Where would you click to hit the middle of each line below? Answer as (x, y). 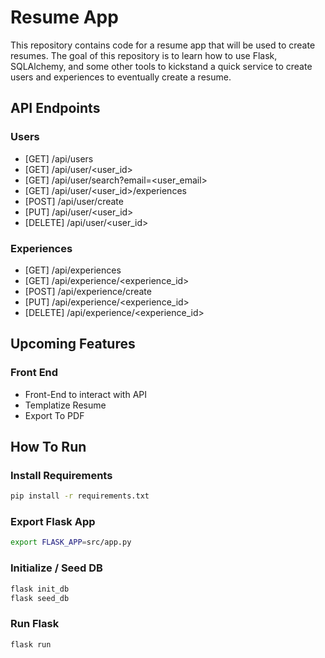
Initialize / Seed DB (56, 568)
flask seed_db (40, 598)
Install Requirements (61, 475)
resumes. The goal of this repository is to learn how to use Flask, (144, 55)
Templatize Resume (65, 405)
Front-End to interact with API (85, 394)
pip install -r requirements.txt (80, 496)
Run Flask (35, 624)
